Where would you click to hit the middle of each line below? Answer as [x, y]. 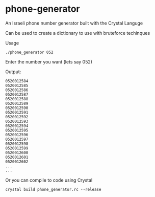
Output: [13, 72]
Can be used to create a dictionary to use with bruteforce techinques [78, 33]
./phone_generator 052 [29, 52]
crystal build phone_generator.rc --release [53, 189]
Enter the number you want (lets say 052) [49, 61]
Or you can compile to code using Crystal [49, 180]
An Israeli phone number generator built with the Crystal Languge [74, 23]
